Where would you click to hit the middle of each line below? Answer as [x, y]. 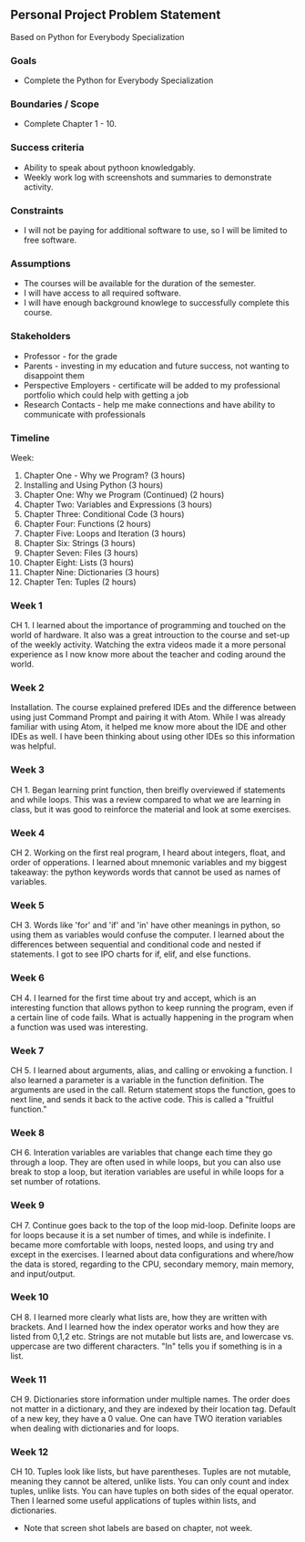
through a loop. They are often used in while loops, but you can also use [146, 1163]
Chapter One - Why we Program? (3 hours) [104, 475]
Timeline [30, 438]
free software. [50, 240]
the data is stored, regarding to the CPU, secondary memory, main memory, [152, 1264]
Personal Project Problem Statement [116, 15]
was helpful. [33, 746]
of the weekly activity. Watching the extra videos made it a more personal [148, 645]
